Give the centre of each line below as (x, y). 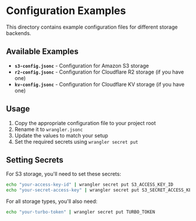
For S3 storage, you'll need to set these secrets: (64, 174)
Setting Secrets (35, 160)
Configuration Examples (66, 11)
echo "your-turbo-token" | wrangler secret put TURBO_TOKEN (81, 212)
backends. (19, 33)
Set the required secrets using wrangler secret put (76, 141)
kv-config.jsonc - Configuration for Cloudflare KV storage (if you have (99, 84)
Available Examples (42, 52)
